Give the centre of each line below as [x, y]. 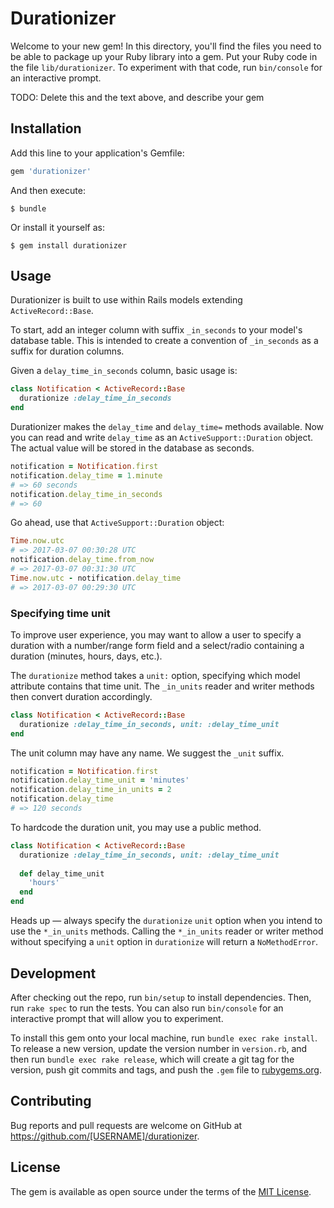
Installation [46, 128]
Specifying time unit [60, 613]
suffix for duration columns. [67, 351]
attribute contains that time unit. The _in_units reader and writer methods [162, 686]
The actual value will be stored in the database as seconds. [132, 448]
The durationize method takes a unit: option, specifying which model [155, 675]
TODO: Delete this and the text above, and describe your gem [137, 97]
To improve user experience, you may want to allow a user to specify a [156, 634]
